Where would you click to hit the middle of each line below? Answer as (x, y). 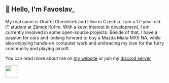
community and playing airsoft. (38, 48)
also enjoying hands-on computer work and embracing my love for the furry (85, 43)
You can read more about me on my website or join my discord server (78, 58)
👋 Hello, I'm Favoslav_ (40, 9)
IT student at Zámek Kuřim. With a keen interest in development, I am (77, 27)
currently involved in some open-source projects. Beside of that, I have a (81, 32)
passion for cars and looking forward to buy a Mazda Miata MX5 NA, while (83, 37)
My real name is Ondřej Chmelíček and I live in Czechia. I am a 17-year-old (83, 21)
